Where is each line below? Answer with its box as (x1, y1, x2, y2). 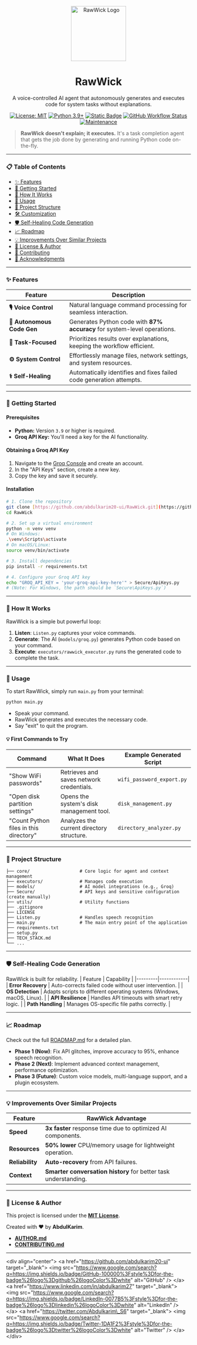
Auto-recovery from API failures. (45, 1158, 138, 1166)
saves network (60, 775, 101, 784)
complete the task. (14, 654, 60, 661)
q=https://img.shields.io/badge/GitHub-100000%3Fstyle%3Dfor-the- (6, 1270, 174, 1277)
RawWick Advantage (86, 1114, 147, 1122)
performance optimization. (14, 1066, 79, 1074)
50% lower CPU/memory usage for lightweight (45, 1141, 175, 1149)
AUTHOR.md (14, 1235, 47, 1242)
